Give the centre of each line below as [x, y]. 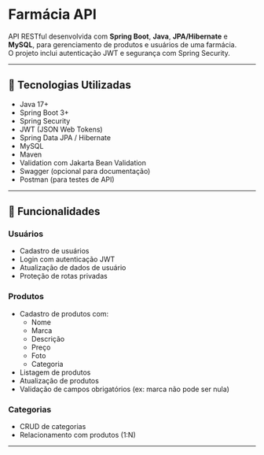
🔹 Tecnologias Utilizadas [70, 85]
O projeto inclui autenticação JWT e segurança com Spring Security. [119, 53]
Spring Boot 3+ [44, 113]
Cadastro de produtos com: [64, 313]
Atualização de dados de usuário [73, 268]
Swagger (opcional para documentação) [85, 171]
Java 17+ [34, 104]
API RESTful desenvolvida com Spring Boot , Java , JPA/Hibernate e [118, 36]
